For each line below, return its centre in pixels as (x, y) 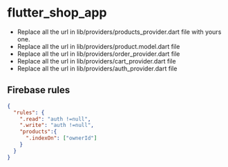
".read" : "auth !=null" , (55, 119)
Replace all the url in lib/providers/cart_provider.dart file (96, 61)
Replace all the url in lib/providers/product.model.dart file (98, 46)
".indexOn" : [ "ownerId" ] (61, 138)
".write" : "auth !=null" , (57, 126)
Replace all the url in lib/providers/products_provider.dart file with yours (119, 32)
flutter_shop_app (57, 13)
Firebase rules (39, 90)
